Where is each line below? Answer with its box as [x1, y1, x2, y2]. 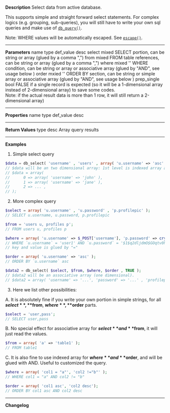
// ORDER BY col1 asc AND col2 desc [5, 388, 82, 393]
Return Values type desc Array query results [5, 127, 99, 133]
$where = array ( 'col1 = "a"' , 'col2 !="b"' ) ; [5, 369, 108, 375]
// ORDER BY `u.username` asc [5, 259, 69, 264]
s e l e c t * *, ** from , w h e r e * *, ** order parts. [5, 302, 97, 308]
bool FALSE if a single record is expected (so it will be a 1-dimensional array [5, 81, 163, 88]
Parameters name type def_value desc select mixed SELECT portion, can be [5, 49, 165, 55]
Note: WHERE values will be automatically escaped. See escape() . [5, 35, 143, 40]
